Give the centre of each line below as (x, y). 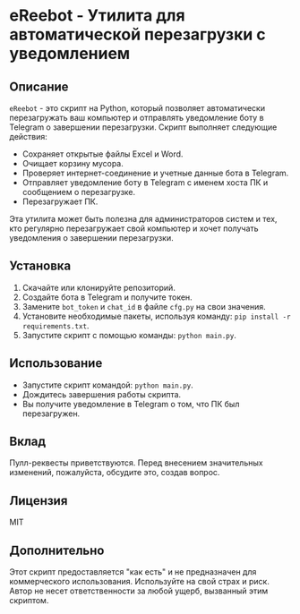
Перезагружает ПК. (60, 201)
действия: (28, 136)
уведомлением (70, 54)
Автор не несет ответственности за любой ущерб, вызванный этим (139, 591)
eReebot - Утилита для (97, 16)
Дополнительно (57, 550)
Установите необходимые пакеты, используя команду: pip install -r (156, 316)
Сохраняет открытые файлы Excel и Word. (103, 154)
